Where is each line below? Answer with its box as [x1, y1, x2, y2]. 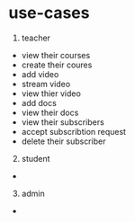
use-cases [8, 3, 90, 23]
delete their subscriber [21, 136, 106, 147]
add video [21, 68, 59, 79]
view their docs [21, 107, 79, 118]
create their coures [21, 59, 93, 70]
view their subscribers [21, 116, 104, 128]
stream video [21, 78, 71, 89]
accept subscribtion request [21, 126, 127, 137]
